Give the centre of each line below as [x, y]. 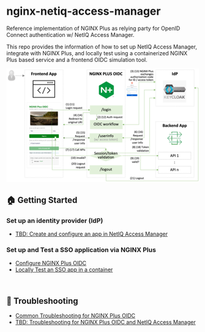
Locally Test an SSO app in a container [64, 270]
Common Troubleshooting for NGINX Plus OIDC [75, 316]
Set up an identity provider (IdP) [55, 220]
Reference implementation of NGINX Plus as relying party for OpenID [93, 28]
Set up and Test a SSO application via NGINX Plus [81, 250]
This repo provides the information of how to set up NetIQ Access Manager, [102, 47]
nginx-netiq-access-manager [84, 11]
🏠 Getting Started [42, 200]
